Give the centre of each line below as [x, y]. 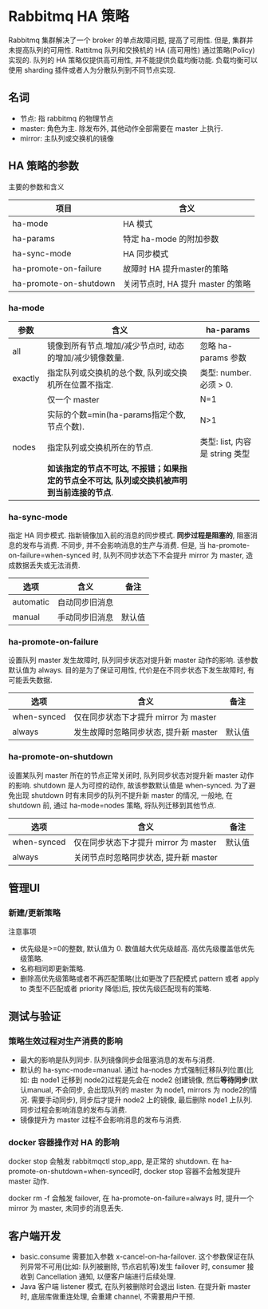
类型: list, [217, 442]
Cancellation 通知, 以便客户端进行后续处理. [106, 1277]
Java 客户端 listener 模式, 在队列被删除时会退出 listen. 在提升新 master [135, 1287]
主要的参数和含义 [36, 186]
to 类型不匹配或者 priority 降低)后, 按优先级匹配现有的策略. [115, 989]
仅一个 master [73, 399]
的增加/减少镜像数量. [86, 358]
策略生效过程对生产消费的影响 [66, 1041]
